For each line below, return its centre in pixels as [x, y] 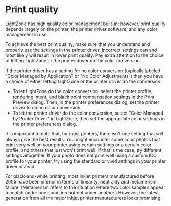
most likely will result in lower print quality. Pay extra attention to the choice [84, 55]
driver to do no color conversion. [47, 107]
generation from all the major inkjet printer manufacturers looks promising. [83, 198]
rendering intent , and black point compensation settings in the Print [83, 97]
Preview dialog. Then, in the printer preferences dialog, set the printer [86, 102]
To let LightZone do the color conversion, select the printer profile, [82, 91]
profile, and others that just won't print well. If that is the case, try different [83, 150]
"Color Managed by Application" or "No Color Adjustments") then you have [84, 76]
